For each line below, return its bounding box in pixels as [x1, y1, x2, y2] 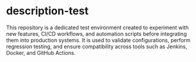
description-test [6, 4, 89, 18]
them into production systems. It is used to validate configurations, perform [6, 36, 191, 44]
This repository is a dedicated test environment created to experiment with [6, 24, 189, 31]
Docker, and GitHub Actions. [6, 49, 76, 56]
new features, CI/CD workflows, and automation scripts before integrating [6, 30, 187, 37]
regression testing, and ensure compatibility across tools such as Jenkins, [6, 43, 188, 50]
